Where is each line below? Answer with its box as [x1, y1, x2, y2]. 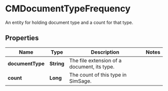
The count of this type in [69, 71, 126, 78]
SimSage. [69, 78, 91, 85]
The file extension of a [69, 57, 121, 64]
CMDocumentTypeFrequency [5, 3, 131, 14]
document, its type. [69, 63, 115, 70]
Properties [5, 34, 39, 42]
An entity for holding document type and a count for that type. [5, 19, 133, 25]
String [49, 60, 64, 67]
